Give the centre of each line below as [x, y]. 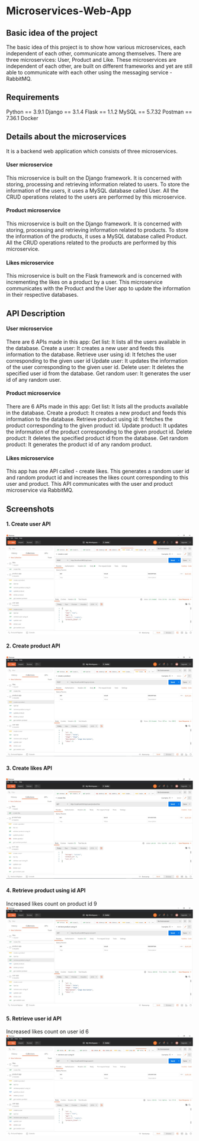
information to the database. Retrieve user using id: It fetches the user [92, 354]
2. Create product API [33, 646]
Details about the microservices [66, 137]
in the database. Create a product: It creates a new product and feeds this [96, 413]
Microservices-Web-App [69, 11]
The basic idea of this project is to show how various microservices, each [96, 47]
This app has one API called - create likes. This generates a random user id [98, 472]
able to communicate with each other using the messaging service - [89, 72]
